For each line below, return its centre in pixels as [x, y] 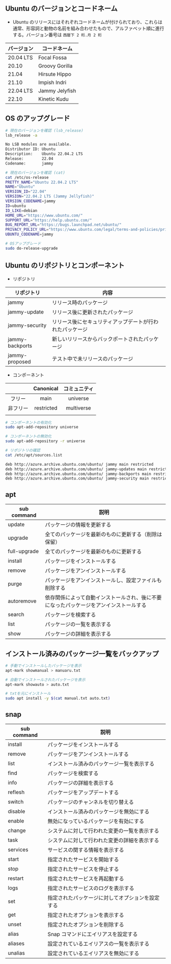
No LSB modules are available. [38, 144]
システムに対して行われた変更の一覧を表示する [103, 831]
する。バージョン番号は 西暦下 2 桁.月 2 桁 [57, 35]
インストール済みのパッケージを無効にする [98, 812]
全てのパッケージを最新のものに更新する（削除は [104, 535]
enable [16, 821]
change [17, 830]
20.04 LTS [20, 57]
